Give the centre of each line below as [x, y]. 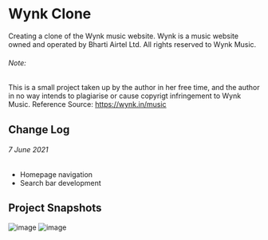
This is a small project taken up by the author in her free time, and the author [134, 88]
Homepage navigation [56, 174]
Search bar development [60, 183]
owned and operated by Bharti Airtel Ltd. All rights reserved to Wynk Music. [132, 44]
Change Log [39, 130]
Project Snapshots [55, 208]
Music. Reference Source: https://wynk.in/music [87, 104]
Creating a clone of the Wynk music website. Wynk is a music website [124, 36]
